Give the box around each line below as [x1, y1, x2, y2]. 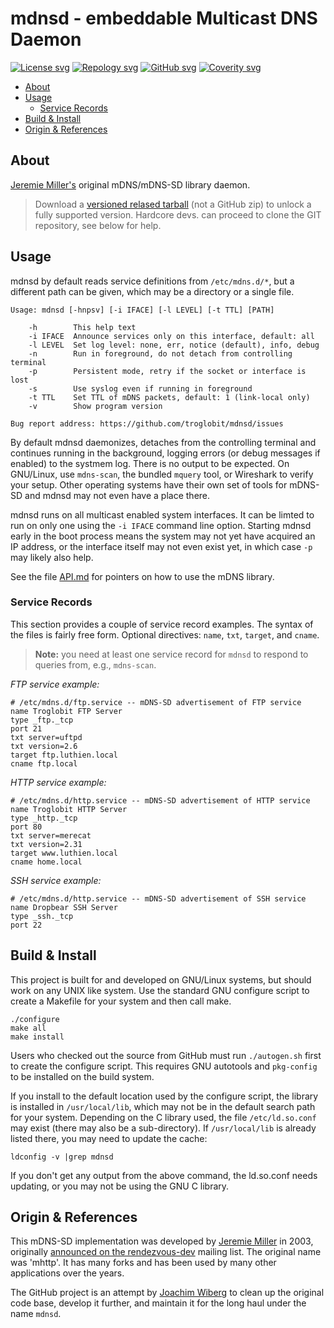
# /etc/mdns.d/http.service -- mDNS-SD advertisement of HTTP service [10, 795, 311, 806]
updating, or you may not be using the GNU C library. [10, 1180, 230, 1192]
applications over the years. [10, 1267, 125, 1279]
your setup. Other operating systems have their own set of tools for [10, 478, 288, 491]
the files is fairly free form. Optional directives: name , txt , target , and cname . [10, 628, 320, 641]
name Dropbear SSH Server [10, 902, 118, 912]
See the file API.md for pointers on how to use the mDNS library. [10, 570, 275, 582]
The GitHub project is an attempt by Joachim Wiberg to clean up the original [10, 1287, 325, 1299]
